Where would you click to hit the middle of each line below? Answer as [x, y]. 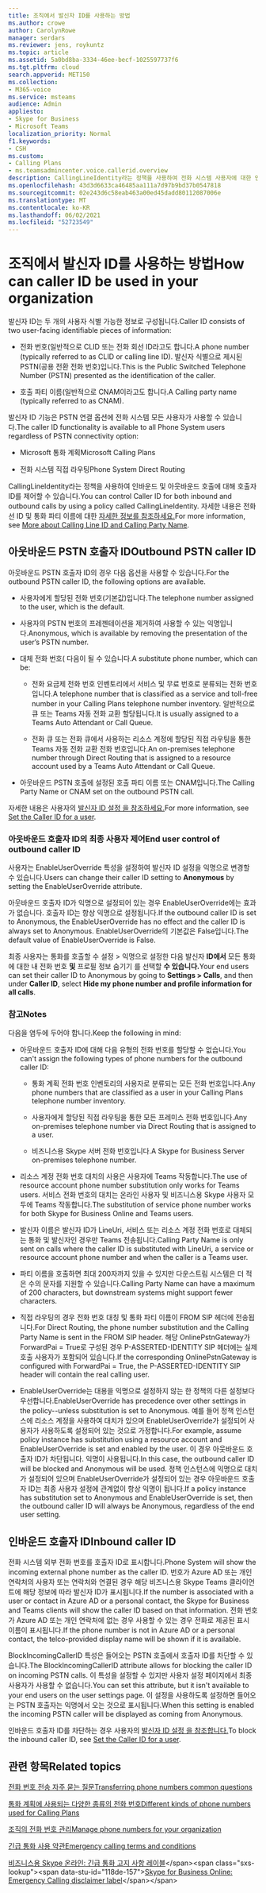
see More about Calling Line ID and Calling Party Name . [99, 525]
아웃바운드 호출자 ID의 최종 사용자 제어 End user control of [114, 839]
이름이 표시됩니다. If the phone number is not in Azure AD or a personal [122, 1630]
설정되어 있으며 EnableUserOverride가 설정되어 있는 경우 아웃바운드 [134, 1479]
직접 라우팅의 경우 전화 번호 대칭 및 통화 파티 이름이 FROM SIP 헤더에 [127, 1317]
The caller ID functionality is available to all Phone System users [121, 427]
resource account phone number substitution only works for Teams [129, 1185]
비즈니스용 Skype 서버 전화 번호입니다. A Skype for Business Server [138, 1151]
